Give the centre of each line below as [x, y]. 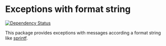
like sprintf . [16, 38]
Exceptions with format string [68, 9]
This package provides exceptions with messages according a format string [83, 32]
